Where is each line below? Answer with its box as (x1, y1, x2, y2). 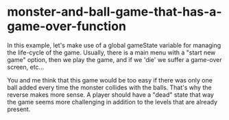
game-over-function (7, 18, 127, 34)
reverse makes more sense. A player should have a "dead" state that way (7, 90, 215, 99)
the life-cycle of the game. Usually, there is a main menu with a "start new (7, 48, 216, 57)
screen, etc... (7, 63, 45, 71)
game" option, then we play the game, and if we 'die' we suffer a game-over (7, 55, 222, 63)
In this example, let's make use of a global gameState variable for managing (7, 41, 221, 49)
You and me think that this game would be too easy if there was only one (7, 76, 213, 84)
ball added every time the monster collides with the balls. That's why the (7, 83, 212, 91)
